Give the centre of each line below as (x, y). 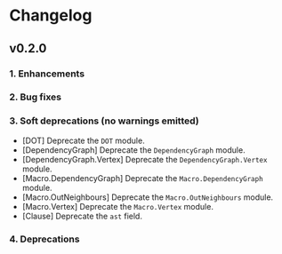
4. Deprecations (44, 239)
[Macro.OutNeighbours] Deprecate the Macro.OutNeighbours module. (148, 197)
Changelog (51, 16)
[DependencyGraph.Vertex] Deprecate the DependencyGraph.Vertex (145, 159)
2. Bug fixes (36, 97)
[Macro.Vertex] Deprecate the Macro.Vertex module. (117, 206)
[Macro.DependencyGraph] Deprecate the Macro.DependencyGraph (143, 178)
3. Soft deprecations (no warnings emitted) (105, 121)
